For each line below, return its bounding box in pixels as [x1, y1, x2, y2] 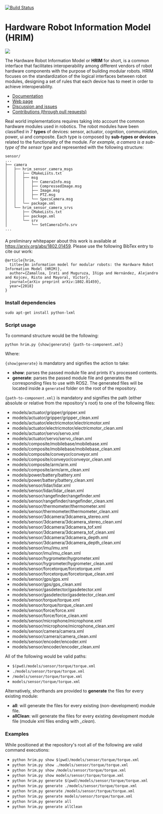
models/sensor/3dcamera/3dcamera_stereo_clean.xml [12, 519, 122, 525]
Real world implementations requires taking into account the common [5, 118, 145, 124]
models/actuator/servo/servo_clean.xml [12, 436, 92, 442]
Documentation [12, 93, 43, 99]
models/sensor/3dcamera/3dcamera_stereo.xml [12, 514, 109, 519]
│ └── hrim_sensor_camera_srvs [5, 205, 73, 210]
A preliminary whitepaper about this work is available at [5, 238, 117, 244]
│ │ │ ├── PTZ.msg [5, 192, 56, 197]
